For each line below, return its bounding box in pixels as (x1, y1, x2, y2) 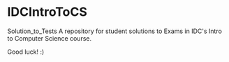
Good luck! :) (7, 48, 45, 56)
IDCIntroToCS (7, 4, 87, 20)
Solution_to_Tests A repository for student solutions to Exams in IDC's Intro (7, 27, 222, 35)
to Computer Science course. (7, 34, 92, 42)
